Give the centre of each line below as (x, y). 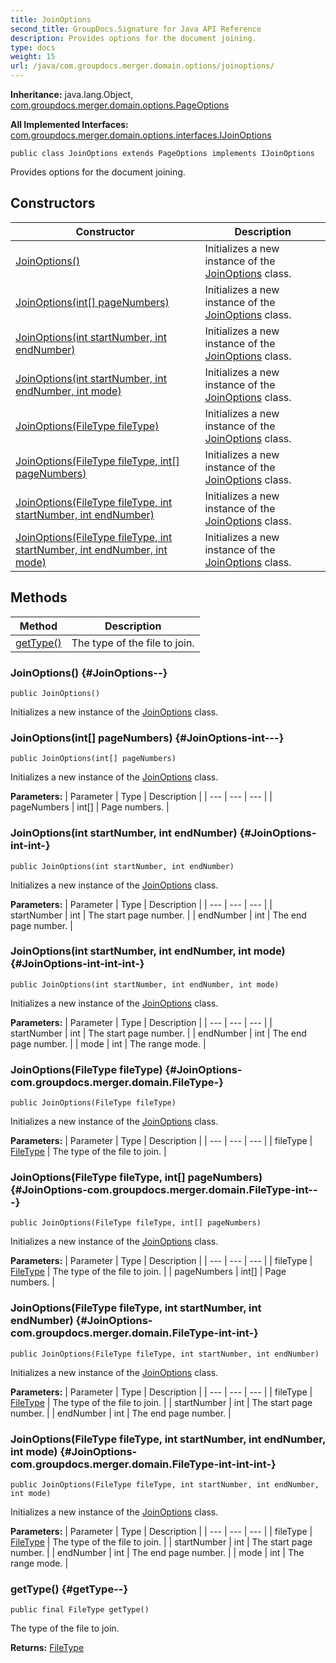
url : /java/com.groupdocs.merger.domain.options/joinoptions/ (142, 66)
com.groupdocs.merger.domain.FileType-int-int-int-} (143, 1464)
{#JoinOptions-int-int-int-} (77, 964)
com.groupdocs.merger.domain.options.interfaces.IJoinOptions (141, 135)
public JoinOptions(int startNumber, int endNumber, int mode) (145, 984)
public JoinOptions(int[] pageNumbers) (93, 759)
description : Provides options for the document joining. (133, 38)
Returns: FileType (47, 1648)
